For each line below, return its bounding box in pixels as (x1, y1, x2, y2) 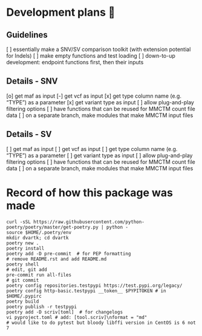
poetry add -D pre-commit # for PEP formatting (6, 250, 131, 257)
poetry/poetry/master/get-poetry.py (6, 224, 99, 230)
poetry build (6, 298, 39, 304)
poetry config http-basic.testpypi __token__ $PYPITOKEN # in (6, 287, 166, 294)
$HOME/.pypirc (6, 293, 42, 299)
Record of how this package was (6, 186, 174, 200)
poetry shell (6, 261, 39, 267)
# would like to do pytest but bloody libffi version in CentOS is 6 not (6, 320, 197, 326)
